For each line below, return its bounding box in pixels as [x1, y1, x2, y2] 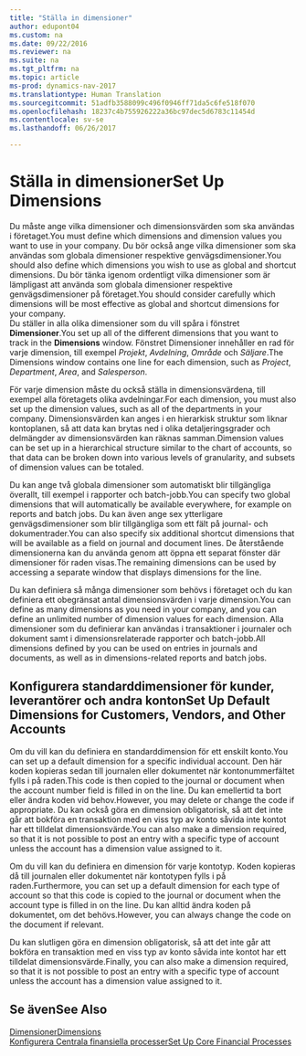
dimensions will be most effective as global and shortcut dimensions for [9, 298, 280, 309]
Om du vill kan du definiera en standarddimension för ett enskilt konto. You [9, 745, 289, 756]
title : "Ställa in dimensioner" [9, 13, 132, 23]
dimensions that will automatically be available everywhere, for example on [9, 499, 292, 510]
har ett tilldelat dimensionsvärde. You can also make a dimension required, [9, 823, 288, 834]
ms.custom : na [9, 30, 64, 39]
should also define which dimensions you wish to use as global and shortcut [9, 259, 297, 270]
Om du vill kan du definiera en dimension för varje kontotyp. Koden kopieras [9, 861, 296, 871]
